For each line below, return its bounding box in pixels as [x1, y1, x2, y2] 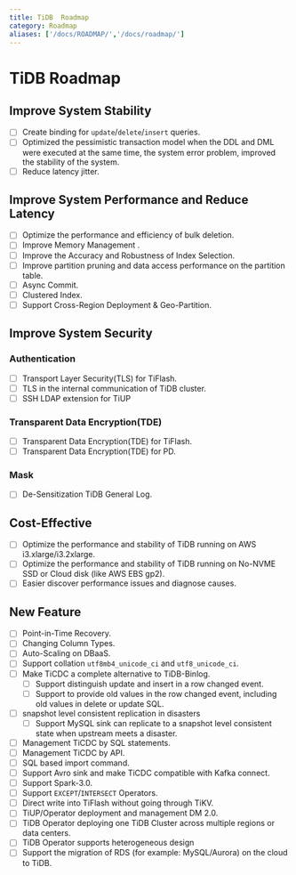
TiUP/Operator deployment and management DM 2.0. [21, 807, 219, 819]
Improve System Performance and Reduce [9, 192, 249, 207]
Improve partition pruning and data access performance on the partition [21, 260, 286, 271]
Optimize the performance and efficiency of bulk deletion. [21, 230, 235, 240]
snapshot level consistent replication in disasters [21, 708, 201, 718]
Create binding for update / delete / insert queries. [21, 126, 201, 138]
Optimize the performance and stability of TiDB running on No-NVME [21, 558, 276, 570]
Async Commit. [21, 280, 79, 290]
